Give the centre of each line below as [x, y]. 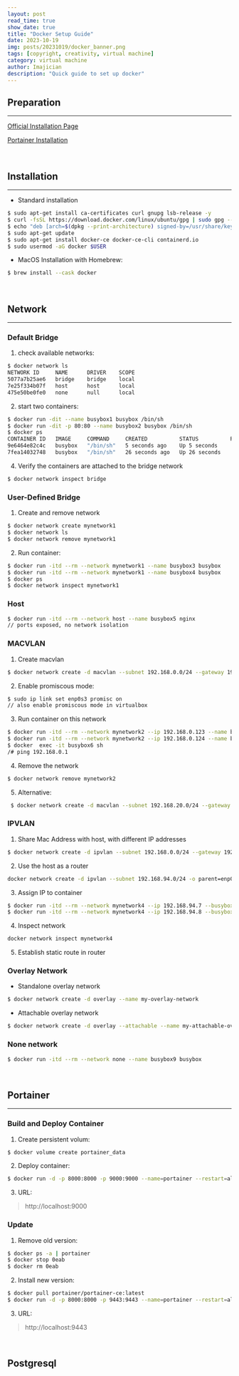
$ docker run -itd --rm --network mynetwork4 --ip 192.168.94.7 [105, 906]
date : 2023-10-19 [33, 41]
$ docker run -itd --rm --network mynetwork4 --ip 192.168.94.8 [105, 912]
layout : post [27, 14]
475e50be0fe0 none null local [71, 393]
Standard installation [48, 200]
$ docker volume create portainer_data [67, 1152]
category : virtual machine [47, 61]
